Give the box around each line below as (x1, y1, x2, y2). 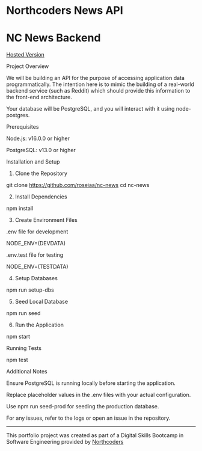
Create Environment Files (14, 216, 78, 224)
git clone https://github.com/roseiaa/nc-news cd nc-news (6, 182, 150, 189)
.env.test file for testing (6, 251, 64, 259)
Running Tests (6, 345, 42, 352)
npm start (6, 333, 31, 340)
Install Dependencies (14, 193, 67, 200)
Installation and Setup (6, 158, 60, 165)
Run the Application (14, 321, 64, 328)
